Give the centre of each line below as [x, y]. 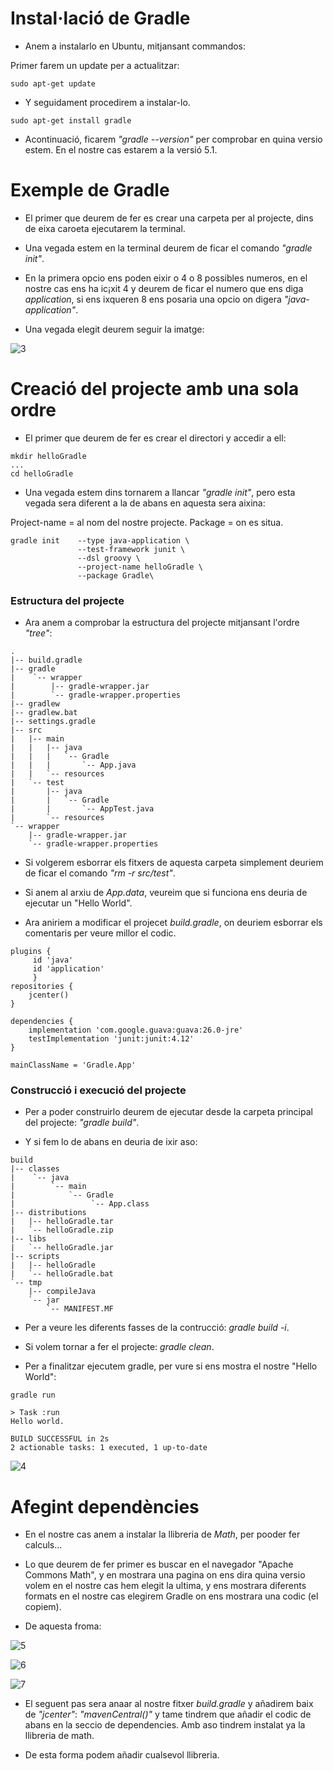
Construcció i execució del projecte [98, 1090]
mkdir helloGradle [48, 456]
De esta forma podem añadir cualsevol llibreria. [122, 1755]
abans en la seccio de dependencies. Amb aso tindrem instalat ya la [165, 1725]
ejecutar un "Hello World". [78, 903]
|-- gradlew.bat [44, 713]
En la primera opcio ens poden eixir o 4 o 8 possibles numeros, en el [166, 278]
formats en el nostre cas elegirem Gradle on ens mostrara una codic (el [171, 1596]
